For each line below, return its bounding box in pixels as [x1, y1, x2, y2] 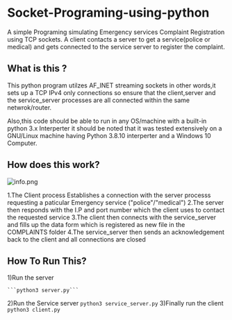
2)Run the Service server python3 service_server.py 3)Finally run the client [7, 299, 224, 308]
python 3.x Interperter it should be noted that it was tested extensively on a [7, 124, 222, 133]
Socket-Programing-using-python [7, 5, 210, 21]
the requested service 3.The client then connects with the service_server [7, 213, 217, 221]
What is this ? [7, 62, 67, 74]
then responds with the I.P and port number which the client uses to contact [7, 205, 225, 214]
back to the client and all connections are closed [7, 235, 146, 244]
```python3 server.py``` [7, 287, 79, 294]
